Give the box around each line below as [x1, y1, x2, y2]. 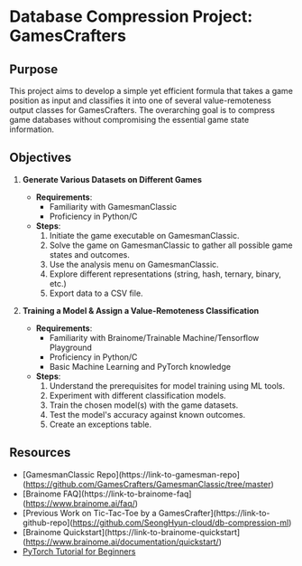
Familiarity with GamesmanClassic [49, 201, 178, 212]
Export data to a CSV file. [49, 288, 143, 298]
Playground [49, 342, 93, 353]
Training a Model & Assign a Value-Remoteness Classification [22, 305, 260, 316]
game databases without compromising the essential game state [9, 115, 250, 125]
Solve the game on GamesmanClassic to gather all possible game [49, 240, 293, 250]
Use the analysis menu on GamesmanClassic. [49, 259, 219, 269]
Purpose [9, 61, 59, 77]
